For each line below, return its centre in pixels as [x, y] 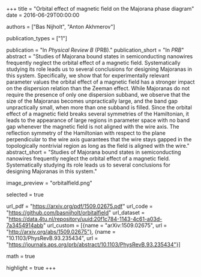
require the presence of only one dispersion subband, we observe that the [98, 95]
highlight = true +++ [31, 268]
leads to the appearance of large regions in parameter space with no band [98, 120]
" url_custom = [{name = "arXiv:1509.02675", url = [105, 225]
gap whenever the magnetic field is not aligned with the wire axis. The [93, 126]
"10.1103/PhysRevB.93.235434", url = [52, 238]
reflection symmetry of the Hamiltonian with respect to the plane [86, 133]
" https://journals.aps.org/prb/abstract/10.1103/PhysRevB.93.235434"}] [94, 245]
